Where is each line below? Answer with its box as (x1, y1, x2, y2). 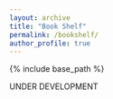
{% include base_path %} (9, 64, 105, 74)
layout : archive (9, 13, 71, 23)
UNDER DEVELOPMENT (9, 81, 99, 92)
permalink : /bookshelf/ (9, 30, 99, 39)
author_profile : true (9, 38, 91, 48)
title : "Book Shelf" (9, 22, 88, 31)
